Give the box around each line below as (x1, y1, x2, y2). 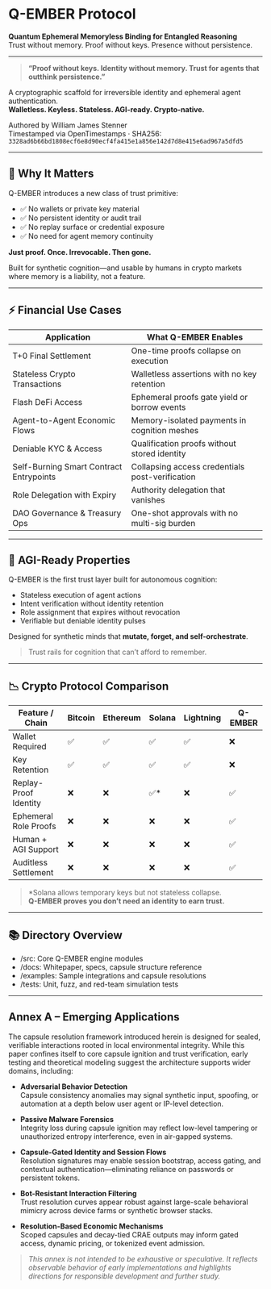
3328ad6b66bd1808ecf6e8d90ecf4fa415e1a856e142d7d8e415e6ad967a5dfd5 (8, 137, 244, 145)
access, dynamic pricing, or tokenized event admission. (19, 1238, 206, 1248)
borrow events (131, 401, 186, 412)
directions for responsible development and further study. (27, 1271, 221, 1281)
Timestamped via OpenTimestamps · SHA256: (8, 128, 162, 138)
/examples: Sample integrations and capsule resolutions (19, 971, 207, 980)
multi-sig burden (131, 517, 196, 528)
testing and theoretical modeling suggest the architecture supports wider (8, 1057, 252, 1067)
